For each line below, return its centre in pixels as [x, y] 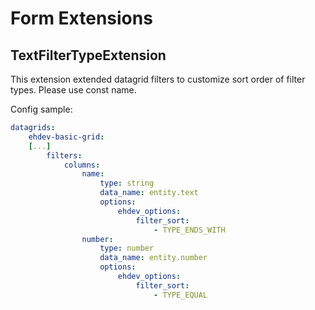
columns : [82, 165]
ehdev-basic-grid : [66, 137]
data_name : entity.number [153, 258]
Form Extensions [81, 18]
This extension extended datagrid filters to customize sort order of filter [158, 79]
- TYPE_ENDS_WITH [189, 230]
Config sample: [41, 109]
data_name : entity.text [149, 193]
